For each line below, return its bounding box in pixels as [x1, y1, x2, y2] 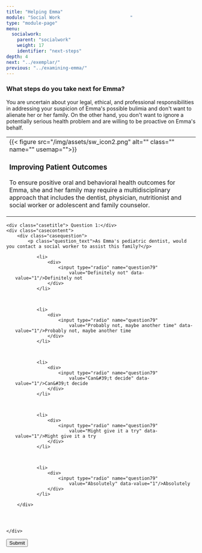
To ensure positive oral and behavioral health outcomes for [9, 178, 176, 187]
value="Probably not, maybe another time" [69, 322, 177, 328]
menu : [6, 25, 20, 32]
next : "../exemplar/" [6, 59, 61, 65]
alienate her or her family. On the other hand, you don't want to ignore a [6, 111, 184, 118]
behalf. [6, 124, 23, 131]
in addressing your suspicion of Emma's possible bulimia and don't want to [6, 105, 192, 112]
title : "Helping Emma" [6, 8, 63, 15]
